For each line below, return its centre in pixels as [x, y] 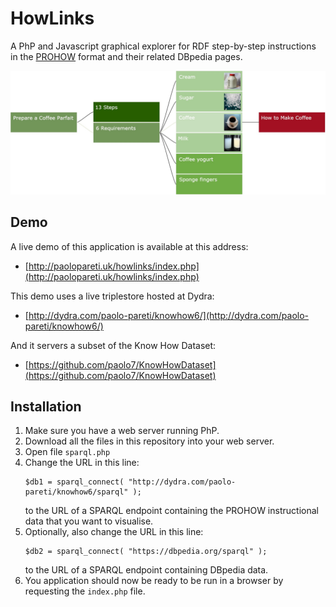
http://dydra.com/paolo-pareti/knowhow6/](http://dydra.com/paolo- [169, 315]
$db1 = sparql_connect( [74, 482]
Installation [46, 406]
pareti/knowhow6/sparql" [76, 492]
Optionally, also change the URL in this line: [114, 532]
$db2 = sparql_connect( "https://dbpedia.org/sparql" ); [146, 552]
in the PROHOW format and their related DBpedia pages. [126, 56]
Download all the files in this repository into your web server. [149, 441]
